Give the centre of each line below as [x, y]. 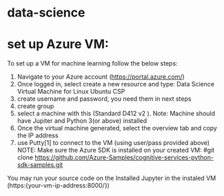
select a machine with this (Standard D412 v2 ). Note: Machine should [116, 114]
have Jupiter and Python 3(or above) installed [82, 121]
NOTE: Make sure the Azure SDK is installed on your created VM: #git [116, 150]
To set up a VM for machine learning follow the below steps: [92, 63]
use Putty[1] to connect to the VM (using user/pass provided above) [113, 143]
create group [35, 106]
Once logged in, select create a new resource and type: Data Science [116, 84]
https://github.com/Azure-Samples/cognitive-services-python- [124, 157]
